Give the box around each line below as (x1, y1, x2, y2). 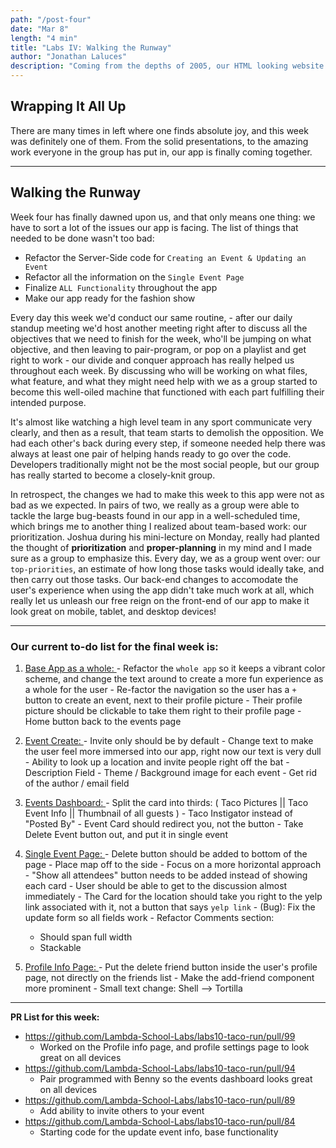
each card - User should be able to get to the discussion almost (24, 879, 288, 891)
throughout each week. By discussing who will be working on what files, (10, 364, 308, 376)
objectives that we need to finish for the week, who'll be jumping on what (10, 332, 312, 345)
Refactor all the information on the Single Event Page (24, 271, 245, 283)
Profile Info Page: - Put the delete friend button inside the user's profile (24, 961, 318, 973)
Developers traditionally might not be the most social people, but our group (10, 458, 320, 470)
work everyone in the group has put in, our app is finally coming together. (10, 146, 313, 158)
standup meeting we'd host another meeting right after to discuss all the (10, 322, 308, 334)
